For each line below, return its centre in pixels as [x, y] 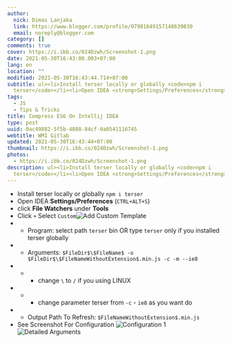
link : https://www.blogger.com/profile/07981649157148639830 [103, 26]
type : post [23, 122]
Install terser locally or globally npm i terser [80, 193]
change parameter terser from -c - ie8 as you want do [115, 302]
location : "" [26, 71]
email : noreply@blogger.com [54, 33]
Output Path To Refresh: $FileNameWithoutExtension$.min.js [114, 317]
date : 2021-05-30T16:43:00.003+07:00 [61, 59]
